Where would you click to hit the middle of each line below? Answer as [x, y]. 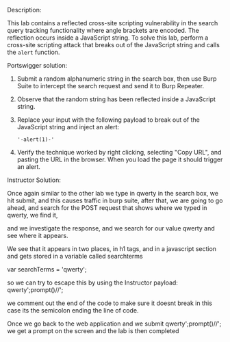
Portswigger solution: [37, 65]
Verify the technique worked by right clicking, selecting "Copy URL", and [119, 152]
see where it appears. [38, 236]
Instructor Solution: [34, 180]
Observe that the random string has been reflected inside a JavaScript [116, 99]
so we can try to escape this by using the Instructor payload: [92, 282]
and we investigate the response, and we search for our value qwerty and [111, 228]
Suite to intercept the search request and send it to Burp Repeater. [111, 86]
